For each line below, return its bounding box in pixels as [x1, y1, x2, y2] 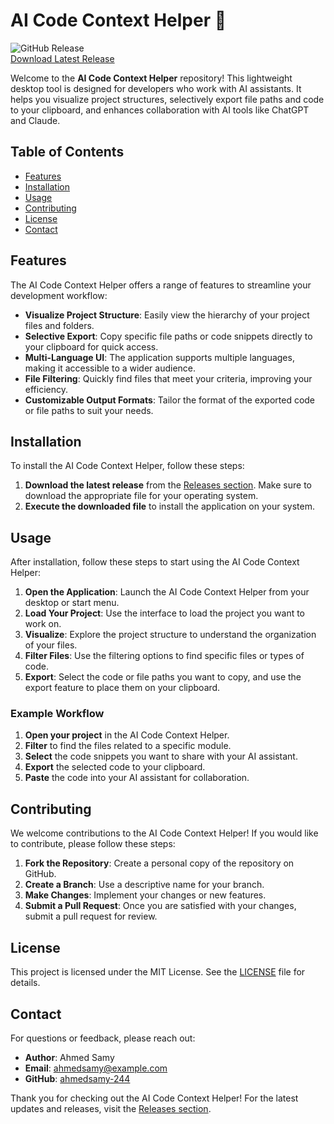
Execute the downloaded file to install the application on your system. [24, 500, 315, 513]
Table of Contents [10, 144, 125, 161]
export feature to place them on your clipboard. [24, 682, 221, 694]
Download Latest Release [10, 52, 115, 64]
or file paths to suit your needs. [24, 404, 154, 416]
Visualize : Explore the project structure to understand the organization [24, 629, 317, 641]
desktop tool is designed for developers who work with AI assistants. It [10, 82, 302, 94]
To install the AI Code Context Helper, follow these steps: [10, 460, 245, 472]
